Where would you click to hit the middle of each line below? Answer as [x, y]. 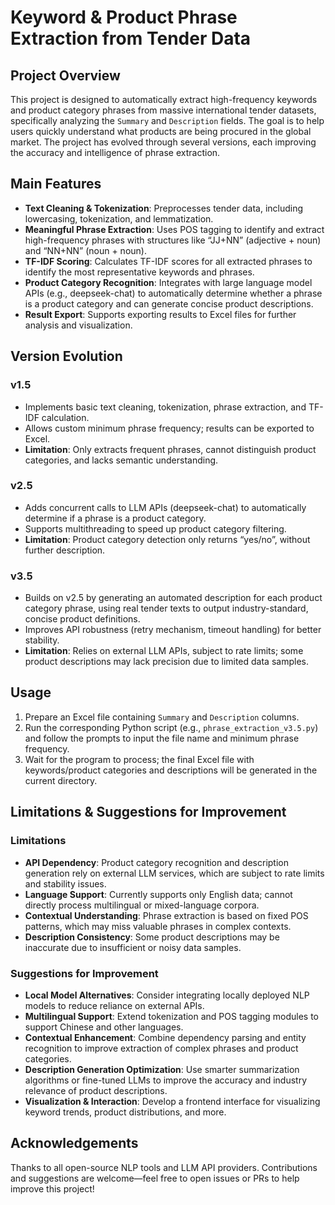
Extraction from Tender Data [131, 38]
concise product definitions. [82, 619]
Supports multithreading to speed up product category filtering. [155, 528]
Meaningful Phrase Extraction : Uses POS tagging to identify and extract [174, 229]
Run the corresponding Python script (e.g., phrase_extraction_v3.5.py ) [171, 727]
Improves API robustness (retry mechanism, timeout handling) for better [173, 630]
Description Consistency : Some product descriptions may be [152, 937]
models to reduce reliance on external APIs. [114, 1005]
